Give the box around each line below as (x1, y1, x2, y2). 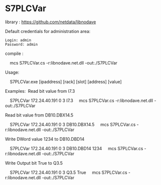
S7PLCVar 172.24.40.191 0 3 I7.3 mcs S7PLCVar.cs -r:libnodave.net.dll (9, 98, 154, 103)
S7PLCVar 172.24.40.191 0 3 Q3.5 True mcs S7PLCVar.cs (9, 169, 128, 175)
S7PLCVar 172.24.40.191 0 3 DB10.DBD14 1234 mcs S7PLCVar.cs (9, 145, 144, 151)
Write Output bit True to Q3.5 (5, 160, 63, 166)
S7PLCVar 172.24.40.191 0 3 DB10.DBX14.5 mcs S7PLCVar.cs (9, 121, 136, 127)
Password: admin (5, 42, 38, 47)
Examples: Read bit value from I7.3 (5, 88, 75, 94)
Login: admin (5, 37, 32, 43)
